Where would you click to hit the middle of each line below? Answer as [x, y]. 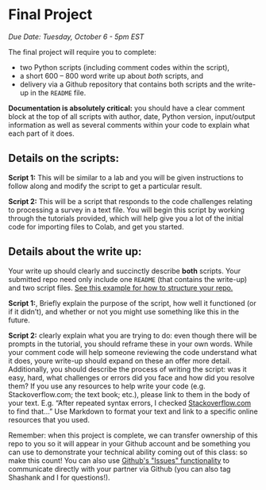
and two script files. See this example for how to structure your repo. [121, 287]
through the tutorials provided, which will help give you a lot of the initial [126, 218]
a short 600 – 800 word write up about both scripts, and [112, 75]
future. [19, 320]
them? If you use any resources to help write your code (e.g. [107, 386]
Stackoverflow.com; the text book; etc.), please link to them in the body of [129, 394]
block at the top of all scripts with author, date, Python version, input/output [132, 116]
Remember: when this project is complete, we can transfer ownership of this [133, 435]
